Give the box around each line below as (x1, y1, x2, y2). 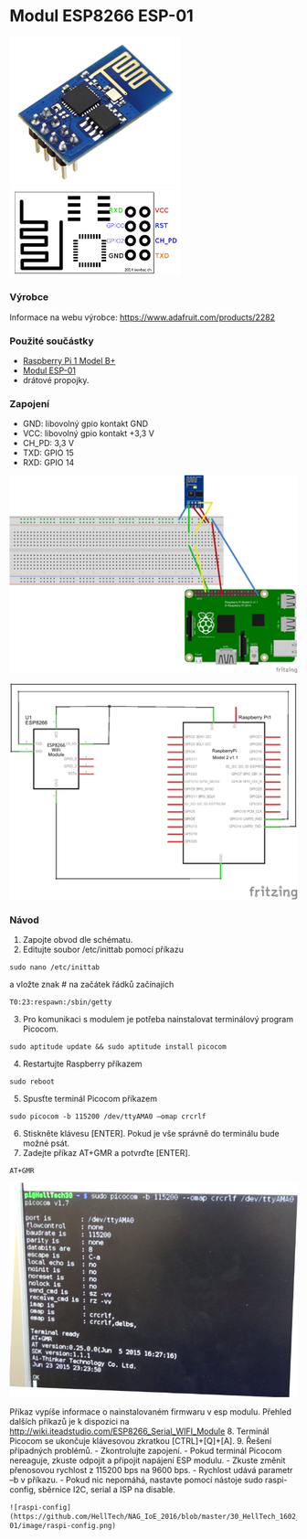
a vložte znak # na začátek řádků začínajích (9, 979, 175, 990)
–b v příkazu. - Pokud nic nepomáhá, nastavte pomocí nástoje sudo (9, 1474, 263, 1486)
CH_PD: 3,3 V (22, 438, 75, 449)
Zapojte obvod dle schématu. (22, 935, 133, 946)
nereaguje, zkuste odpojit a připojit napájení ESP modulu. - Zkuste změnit (9, 1455, 286, 1466)
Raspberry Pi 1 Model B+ (22, 355, 116, 366)
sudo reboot (9, 1077, 55, 1086)
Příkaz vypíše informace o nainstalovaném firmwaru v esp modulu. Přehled (9, 1406, 292, 1417)
